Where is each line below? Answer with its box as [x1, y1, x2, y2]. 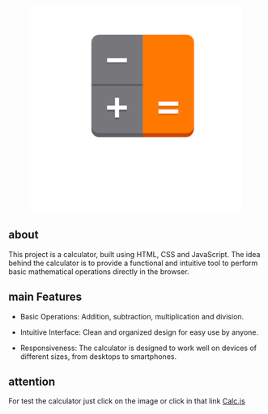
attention [8, 375, 56, 389]
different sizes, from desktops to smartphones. [19, 351, 177, 361]
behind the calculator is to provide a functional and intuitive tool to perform [8, 258, 258, 268]
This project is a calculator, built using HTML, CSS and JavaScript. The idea [8, 249, 261, 259]
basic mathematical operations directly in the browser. [8, 266, 189, 277]
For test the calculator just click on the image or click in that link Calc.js [8, 396, 245, 406]
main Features [8, 290, 83, 304]
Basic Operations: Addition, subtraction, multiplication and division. [19, 311, 245, 321]
